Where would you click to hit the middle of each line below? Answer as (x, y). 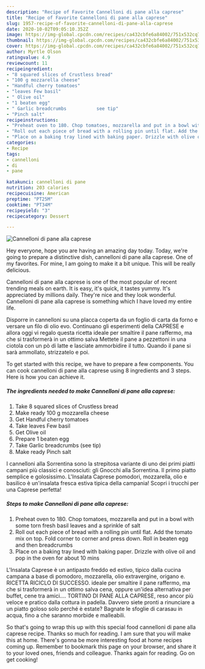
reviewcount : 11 (27, 63)
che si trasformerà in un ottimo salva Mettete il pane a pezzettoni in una (96, 339)
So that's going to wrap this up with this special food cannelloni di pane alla (101, 627)
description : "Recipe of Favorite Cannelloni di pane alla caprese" (95, 12)
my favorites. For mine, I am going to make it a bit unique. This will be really (101, 264)
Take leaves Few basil (43, 426)
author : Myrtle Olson (34, 52)
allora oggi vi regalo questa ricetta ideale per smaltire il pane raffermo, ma (99, 333)
